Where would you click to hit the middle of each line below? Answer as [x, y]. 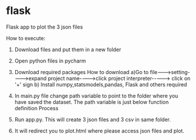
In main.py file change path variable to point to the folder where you [96, 96]
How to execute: [26, 38]
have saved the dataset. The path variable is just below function [92, 102]
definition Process [36, 108]
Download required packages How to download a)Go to [82, 72]
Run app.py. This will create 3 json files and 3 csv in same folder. [92, 119]
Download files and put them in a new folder [68, 49]
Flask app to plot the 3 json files [44, 27]
